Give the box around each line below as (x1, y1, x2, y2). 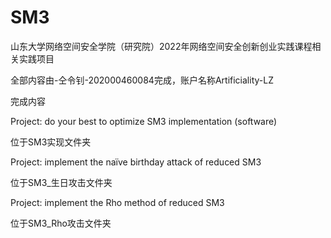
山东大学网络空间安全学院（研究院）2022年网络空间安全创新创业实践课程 (10, 40, 313, 52)
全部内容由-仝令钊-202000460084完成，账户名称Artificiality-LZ (10, 74, 274, 86)
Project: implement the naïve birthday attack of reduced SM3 (10, 156, 262, 168)
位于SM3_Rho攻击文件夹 (10, 217, 112, 229)
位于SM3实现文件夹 (10, 136, 92, 148)
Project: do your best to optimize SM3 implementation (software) (10, 115, 278, 127)
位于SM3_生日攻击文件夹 (10, 176, 113, 188)
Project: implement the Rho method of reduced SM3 (10, 196, 225, 208)
